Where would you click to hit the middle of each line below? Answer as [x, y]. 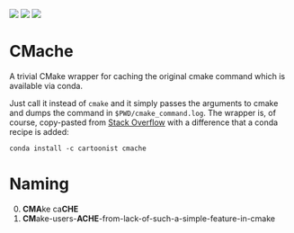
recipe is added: [39, 131]
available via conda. [46, 85]
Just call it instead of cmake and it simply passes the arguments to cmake [144, 103]
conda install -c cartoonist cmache [78, 148]
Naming [39, 184]
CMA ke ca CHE [50, 209]
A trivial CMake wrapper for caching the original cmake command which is [147, 76]
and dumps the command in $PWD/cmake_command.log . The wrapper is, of [143, 112]
